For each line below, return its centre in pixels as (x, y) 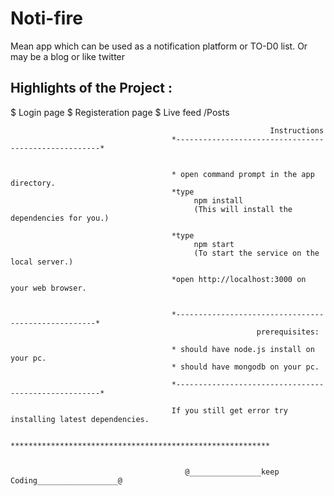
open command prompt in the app (247, 174)
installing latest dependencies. (80, 419)
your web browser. (48, 288)
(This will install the (243, 209)
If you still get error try (229, 410)
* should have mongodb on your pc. (245, 367)
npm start (214, 244)
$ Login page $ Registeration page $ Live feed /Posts (120, 112)
